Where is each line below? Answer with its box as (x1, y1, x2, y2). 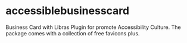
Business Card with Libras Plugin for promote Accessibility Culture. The (5, 24, 181, 31)
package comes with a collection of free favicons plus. (5, 29, 140, 37)
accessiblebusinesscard (5, 4, 129, 18)
